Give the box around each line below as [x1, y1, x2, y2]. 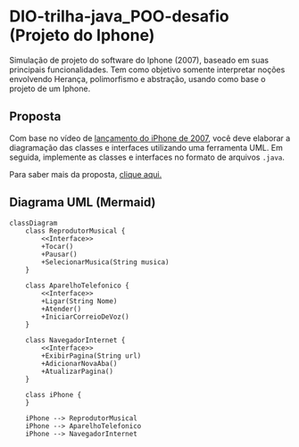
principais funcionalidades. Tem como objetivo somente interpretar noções [9, 64, 286, 75]
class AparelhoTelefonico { [25, 281, 129, 290]
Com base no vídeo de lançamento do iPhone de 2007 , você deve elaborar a [9, 132, 291, 144]
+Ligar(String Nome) [41, 296, 118, 305]
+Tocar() [41, 242, 74, 251]
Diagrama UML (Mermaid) [9, 195, 156, 211]
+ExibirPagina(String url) [41, 351, 142, 360]
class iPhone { [25, 390, 82, 399]
